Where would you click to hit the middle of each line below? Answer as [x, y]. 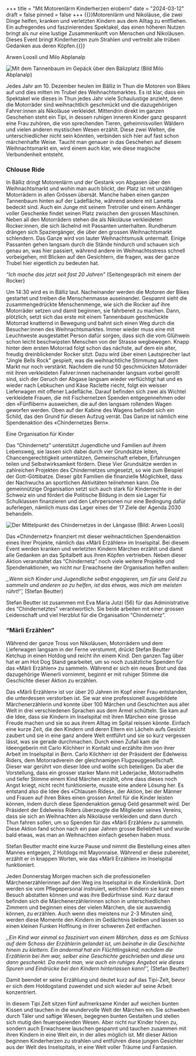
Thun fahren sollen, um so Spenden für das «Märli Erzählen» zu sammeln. [95, 822]
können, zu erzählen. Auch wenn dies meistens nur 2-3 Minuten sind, [90, 913]
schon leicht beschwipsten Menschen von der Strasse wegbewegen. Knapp [98, 342]
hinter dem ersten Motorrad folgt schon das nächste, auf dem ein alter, [91, 348]
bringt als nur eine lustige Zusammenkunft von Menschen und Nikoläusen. [96, 33]
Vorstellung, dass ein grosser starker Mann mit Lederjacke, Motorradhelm [95, 773]
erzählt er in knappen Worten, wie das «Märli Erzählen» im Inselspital [89, 858]
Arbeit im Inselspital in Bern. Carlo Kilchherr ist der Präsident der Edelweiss [97, 754]
